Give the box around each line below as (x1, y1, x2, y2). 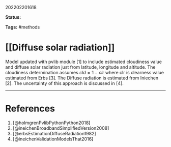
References (5, 103, 55, 114)
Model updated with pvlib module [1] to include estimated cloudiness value (5, 58, 162, 65)
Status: (5, 14, 21, 20)
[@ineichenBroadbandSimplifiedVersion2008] (12, 125, 109, 131)
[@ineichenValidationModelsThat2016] (12, 136, 94, 142)
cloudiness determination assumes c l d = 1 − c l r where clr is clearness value (5, 69, 164, 75)
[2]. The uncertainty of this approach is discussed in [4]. (5, 80, 124, 86)
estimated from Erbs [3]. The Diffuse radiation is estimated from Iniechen (5, 75, 159, 81)
